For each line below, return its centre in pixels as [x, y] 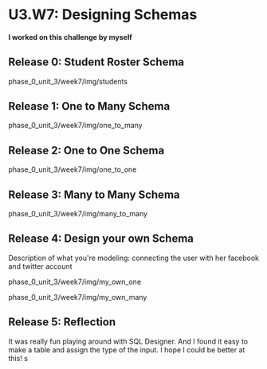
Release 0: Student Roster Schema [96, 62]
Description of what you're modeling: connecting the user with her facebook [134, 258]
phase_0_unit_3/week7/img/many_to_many [78, 214]
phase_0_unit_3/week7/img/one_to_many [75, 126]
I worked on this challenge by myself [71, 37]
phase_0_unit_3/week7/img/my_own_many [78, 297]
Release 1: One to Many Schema [89, 106]
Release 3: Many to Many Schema [94, 194]
